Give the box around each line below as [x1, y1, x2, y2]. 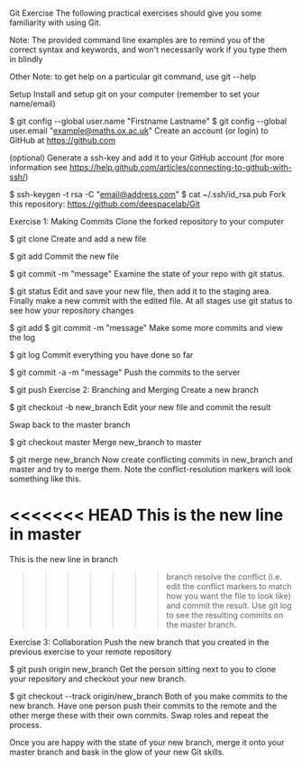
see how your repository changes [9, 305, 134, 315]
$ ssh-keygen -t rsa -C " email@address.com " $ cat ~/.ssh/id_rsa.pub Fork [9, 189, 287, 199]
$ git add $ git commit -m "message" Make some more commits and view [9, 323, 284, 333]
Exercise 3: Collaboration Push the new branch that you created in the [9, 636, 270, 647]
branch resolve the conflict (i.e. [166, 571, 282, 582]
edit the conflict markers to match [166, 580, 292, 591]
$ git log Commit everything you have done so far [9, 350, 194, 360]
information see [9, 162, 68, 172]
